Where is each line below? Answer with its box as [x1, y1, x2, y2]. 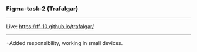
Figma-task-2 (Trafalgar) [6, 5, 79, 13]
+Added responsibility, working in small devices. [6, 40, 123, 47]
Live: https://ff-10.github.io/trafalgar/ [6, 23, 94, 30]
